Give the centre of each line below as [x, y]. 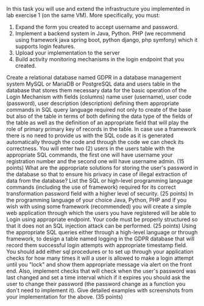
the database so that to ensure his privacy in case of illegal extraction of [97, 174]
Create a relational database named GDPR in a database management [94, 77]
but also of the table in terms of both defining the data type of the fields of [100, 116]
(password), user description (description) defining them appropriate [93, 103]
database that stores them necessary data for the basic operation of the [97, 90]
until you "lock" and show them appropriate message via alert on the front [99, 264]
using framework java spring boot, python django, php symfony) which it [106, 40]
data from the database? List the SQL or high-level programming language [100, 181]
